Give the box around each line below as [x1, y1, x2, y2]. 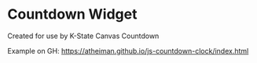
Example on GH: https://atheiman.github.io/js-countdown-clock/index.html [7, 46, 249, 55]
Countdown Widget [7, 5, 138, 23]
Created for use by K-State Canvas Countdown [7, 31, 160, 40]
